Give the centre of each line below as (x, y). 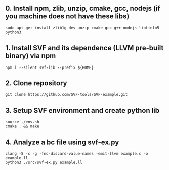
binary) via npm (31, 56)
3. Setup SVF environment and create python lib (82, 110)
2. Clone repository (36, 83)
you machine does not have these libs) (67, 16)
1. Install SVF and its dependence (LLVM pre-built (85, 48)
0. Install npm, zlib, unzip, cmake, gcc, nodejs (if (83, 8)
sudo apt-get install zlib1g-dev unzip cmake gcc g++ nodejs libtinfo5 (82, 28)
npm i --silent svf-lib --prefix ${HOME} (50, 67)
